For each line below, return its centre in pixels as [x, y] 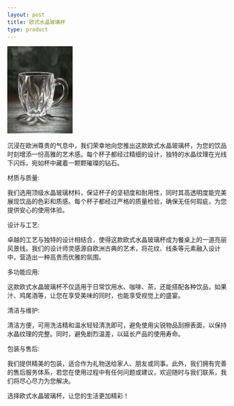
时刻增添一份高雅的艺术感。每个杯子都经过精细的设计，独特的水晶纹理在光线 [117, 154]
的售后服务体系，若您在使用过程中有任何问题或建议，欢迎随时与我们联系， [114, 373]
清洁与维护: [24, 310]
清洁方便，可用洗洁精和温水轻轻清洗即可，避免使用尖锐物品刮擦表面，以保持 [117, 325]
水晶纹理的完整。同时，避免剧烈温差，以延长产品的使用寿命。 [96, 334]
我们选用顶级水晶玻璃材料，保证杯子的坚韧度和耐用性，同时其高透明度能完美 [117, 193]
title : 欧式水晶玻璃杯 [37, 22]
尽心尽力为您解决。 [47, 381]
